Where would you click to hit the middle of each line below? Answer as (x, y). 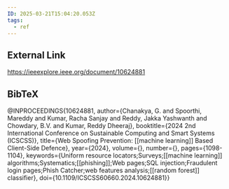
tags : (15, 20)
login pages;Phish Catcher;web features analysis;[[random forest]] (103, 170)
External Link (36, 55)
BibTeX (23, 94)
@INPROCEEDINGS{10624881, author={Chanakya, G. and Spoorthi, (104, 111)
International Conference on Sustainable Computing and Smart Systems (111, 133)
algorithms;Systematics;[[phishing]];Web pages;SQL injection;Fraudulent (112, 163)
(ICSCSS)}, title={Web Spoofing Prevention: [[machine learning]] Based (110, 140)
